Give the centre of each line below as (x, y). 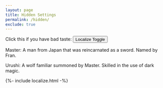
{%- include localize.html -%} (37, 81)
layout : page (19, 10)
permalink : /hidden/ (28, 19)
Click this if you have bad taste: (39, 39)
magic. (13, 71)
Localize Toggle (90, 40)
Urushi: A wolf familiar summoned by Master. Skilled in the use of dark (80, 65)
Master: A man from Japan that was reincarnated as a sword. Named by (81, 50)
